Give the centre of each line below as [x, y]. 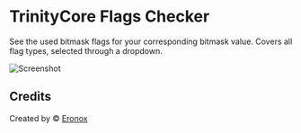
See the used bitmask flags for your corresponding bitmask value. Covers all [151, 41]
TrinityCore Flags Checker [110, 17]
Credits [31, 97]
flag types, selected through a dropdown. [86, 50]
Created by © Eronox [49, 118]
